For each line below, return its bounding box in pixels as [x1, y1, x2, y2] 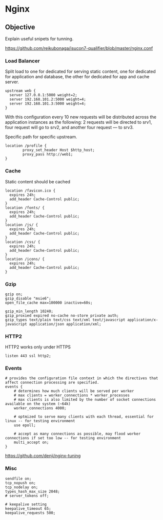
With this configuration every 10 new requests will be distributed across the [5, 114, 157, 120]
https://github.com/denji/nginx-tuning [5, 453, 81, 459]
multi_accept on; [14, 440, 49, 445]
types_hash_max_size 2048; [5, 489, 60, 494]
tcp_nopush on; [5, 480, 36, 485]
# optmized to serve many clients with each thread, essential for [14, 414, 154, 419]
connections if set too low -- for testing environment [5, 436, 121, 441]
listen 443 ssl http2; [5, 353, 51, 359]
